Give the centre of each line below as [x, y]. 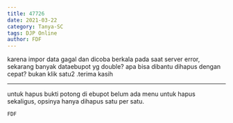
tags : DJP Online [32, 33]
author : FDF [24, 40]
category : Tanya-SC [35, 26]
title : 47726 [26, 14]
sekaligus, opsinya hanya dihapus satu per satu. [76, 101]
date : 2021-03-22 [32, 20]
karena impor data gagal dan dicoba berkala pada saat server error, [104, 59]
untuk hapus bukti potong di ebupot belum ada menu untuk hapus [101, 94]
